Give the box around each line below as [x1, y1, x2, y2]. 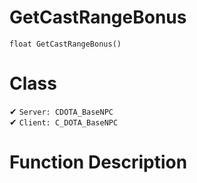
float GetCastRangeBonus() [9, 39, 122, 49]
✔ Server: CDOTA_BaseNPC [9, 105, 114, 117]
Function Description [9, 151, 188, 174]
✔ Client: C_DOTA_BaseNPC [9, 116, 119, 128]
